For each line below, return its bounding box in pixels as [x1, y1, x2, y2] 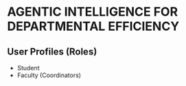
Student [16, 64, 40, 72]
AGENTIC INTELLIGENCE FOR [7, 4, 178, 20]
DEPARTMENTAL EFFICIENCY [7, 18, 180, 34]
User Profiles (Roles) [7, 46, 97, 57]
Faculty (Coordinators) [16, 71, 81, 79]
